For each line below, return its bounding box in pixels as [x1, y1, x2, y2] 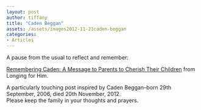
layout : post [6, 9, 40, 15]
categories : [6, 32, 37, 38]
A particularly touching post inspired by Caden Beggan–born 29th [6, 84, 172, 91]
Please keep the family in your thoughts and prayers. [6, 97, 139, 104]
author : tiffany [6, 15, 48, 21]
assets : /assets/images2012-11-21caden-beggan [6, 26, 127, 32]
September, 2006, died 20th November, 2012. [6, 91, 121, 97]
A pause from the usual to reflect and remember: [6, 54, 129, 61]
